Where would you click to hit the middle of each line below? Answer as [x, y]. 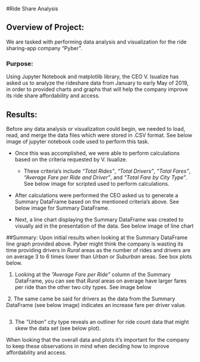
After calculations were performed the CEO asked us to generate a [96, 195]
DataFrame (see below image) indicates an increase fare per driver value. [96, 305]
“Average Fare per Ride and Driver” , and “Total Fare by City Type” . [105, 177]
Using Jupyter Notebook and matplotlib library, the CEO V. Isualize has [93, 76]
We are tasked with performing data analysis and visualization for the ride [96, 42]
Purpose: [20, 63]
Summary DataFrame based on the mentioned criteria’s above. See [97, 201]
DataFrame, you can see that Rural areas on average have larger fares [101, 281]
